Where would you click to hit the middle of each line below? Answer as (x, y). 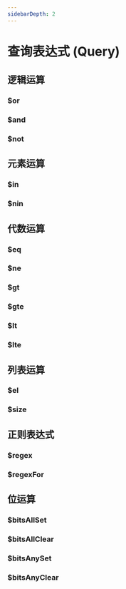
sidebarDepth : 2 (31, 14)
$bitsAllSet (27, 520)
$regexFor (26, 474)
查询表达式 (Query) (64, 51)
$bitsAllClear (31, 539)
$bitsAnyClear (33, 577)
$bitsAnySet (30, 558)
